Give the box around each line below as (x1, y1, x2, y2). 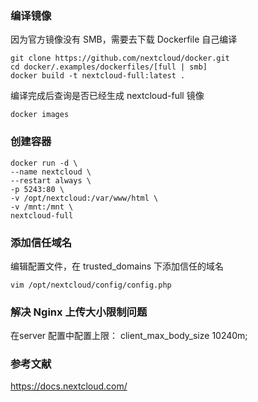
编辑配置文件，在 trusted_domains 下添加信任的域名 (10, 260, 225, 272)
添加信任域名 (10, 235, 73, 249)
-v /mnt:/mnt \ (10, 202, 74, 212)
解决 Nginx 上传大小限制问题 (10, 305, 148, 319)
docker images (10, 110, 70, 120)
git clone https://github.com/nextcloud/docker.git (10, 53, 230, 64)
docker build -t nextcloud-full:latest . (10, 71, 186, 81)
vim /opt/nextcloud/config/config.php (10, 280, 172, 290)
